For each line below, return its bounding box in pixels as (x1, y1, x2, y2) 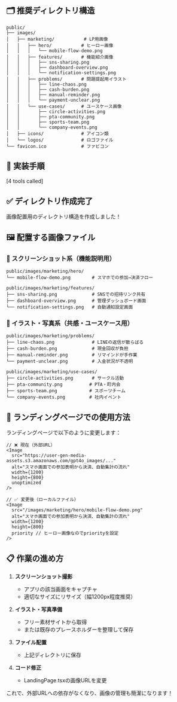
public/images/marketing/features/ (6, 285, 95, 291)
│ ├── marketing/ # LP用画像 (6, 36, 108, 42)
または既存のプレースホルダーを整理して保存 (23, 626, 134, 633)
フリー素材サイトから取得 (23, 618, 87, 626)
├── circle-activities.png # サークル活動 (6, 376, 124, 381)
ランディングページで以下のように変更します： (6, 429, 121, 437)
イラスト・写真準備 (14, 606, 63, 613)
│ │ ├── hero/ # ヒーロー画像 (6, 42, 114, 48)
